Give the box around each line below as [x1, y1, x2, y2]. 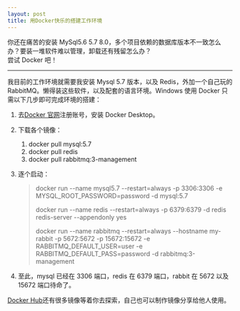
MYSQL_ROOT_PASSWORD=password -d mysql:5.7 [35, 191, 189, 200]
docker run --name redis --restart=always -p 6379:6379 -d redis [35, 205, 226, 214]
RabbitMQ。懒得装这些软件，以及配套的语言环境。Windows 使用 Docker [7, 86, 220, 95]
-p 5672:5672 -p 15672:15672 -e [54, 234, 151, 243]
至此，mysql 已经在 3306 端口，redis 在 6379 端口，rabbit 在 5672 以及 [17, 272, 229, 280]
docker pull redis [28, 147, 79, 155]
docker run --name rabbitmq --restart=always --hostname [35, 226, 209, 235]
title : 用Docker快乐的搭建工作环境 [7, 17, 102, 24]
